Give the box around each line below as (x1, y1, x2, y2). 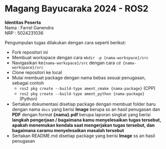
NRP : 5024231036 (4, 30, 43, 36)
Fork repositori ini (11, 49, 48, 55)
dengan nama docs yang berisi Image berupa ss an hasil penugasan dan (11, 106, 161, 112)
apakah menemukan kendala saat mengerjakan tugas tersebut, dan (11, 122, 155, 128)
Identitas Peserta (4, 19, 41, 25)
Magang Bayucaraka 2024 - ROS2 (4, 3, 149, 14)
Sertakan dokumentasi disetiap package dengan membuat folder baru (11, 101, 156, 107)
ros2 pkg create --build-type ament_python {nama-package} (19, 91, 145, 96)
